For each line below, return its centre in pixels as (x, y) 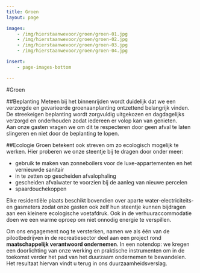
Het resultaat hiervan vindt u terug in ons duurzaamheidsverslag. (87, 263)
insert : (16, 61)
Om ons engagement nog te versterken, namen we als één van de (88, 231)
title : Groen (23, 12)
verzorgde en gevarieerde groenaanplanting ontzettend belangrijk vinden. (98, 108)
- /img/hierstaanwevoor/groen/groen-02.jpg (73, 40)
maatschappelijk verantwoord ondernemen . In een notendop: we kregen (98, 244)
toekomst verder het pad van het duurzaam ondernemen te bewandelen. (96, 257)
